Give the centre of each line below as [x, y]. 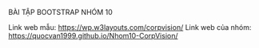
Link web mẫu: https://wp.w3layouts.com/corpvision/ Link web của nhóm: [130, 27]
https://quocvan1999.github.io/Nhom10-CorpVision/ [93, 36]
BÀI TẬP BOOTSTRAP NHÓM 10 [61, 12]
